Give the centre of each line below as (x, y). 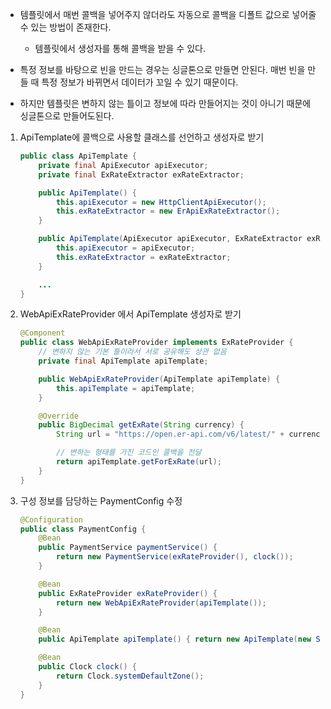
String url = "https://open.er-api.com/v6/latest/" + (170, 434)
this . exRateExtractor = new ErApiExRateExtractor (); (168, 211)
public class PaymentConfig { (83, 529)
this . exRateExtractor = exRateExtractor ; (144, 257)
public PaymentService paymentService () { (128, 548)
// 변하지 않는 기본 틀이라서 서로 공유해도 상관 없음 (132, 352)
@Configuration (51, 519)
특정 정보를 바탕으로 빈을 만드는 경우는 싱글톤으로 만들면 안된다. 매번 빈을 (162, 69)
